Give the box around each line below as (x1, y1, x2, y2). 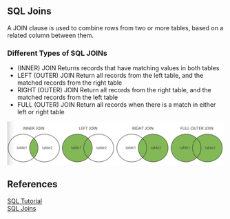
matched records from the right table (17, 79, 123, 87)
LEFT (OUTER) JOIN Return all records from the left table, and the (17, 72, 204, 80)
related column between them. (7, 31, 94, 39)
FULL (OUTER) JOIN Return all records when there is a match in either (17, 101, 216, 109)
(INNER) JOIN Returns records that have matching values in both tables (17, 64, 220, 72)
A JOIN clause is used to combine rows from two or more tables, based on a (7, 23, 224, 32)
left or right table (17, 108, 65, 116)
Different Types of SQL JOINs (7, 48, 108, 58)
